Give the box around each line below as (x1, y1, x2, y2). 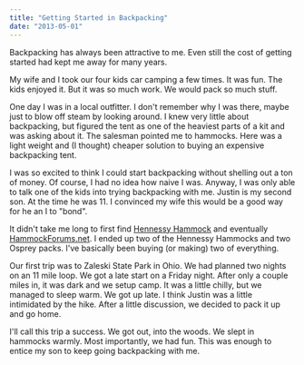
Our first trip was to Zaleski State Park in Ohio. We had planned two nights (9, 260, 287, 271)
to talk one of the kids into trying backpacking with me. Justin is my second (9, 186, 292, 197)
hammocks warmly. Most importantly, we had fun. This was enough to (9, 335, 272, 346)
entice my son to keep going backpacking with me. (9, 345, 201, 356)
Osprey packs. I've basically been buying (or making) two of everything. (9, 242, 279, 253)
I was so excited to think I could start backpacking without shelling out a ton (9, 167, 293, 178)
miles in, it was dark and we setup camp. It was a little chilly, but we (9, 279, 262, 291)
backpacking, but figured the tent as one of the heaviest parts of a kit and (9, 120, 286, 132)
